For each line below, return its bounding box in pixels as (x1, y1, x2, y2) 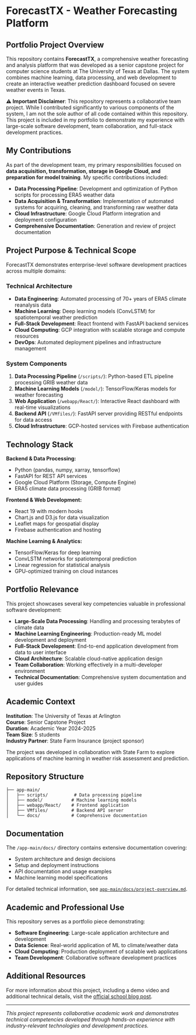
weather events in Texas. (6, 87, 66, 93)
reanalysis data (14, 301, 51, 308)
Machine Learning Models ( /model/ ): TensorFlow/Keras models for (14, 385, 177, 393)
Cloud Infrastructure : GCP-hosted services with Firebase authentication (14, 422, 190, 429)
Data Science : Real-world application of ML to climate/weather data (14, 942, 178, 949)
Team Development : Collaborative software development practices (14, 954, 177, 961)
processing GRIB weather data (14, 379, 88, 386)
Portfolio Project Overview (6, 40, 104, 50)
